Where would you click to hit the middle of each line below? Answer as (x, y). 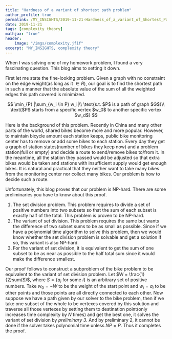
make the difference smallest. (44, 259)
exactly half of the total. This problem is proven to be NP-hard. (79, 215)
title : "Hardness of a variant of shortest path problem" (68, 10)
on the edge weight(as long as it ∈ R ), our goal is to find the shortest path (84, 83)
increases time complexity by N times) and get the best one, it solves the (82, 314)
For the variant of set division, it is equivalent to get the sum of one (83, 248)
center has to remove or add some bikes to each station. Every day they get (85, 141)
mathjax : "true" (23, 34)
